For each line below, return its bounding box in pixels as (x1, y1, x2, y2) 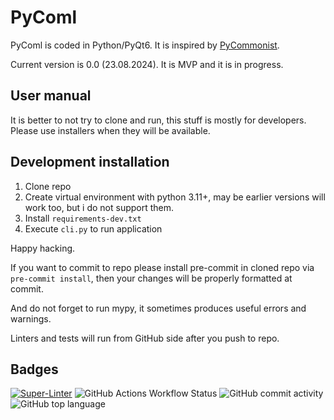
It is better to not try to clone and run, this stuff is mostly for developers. (10, 114, 307, 126)
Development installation (10, 154, 170, 171)
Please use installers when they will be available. (10, 124, 211, 136)
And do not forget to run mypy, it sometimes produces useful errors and (10, 302, 307, 314)
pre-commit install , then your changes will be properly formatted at (10, 272, 293, 284)
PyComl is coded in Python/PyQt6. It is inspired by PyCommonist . (10, 39, 280, 51)
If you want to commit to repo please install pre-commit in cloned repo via (10, 261, 315, 273)
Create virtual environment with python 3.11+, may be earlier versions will (24, 191, 326, 203)
